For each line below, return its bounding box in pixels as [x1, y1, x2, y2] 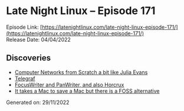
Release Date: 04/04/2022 [6, 36, 71, 43]
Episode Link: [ [6, 23, 42, 31]
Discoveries [6, 53, 51, 63]
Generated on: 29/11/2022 [6, 99, 70, 106]
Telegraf [14, 75, 35, 82]
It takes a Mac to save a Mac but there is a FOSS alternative [14, 87, 160, 95]
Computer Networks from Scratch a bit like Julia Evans [14, 69, 148, 76]
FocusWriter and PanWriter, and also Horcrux [14, 81, 124, 88]
